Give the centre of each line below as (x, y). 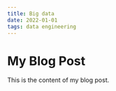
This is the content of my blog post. (58, 80)
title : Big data (31, 14)
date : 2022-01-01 (32, 20)
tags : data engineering (42, 26)
